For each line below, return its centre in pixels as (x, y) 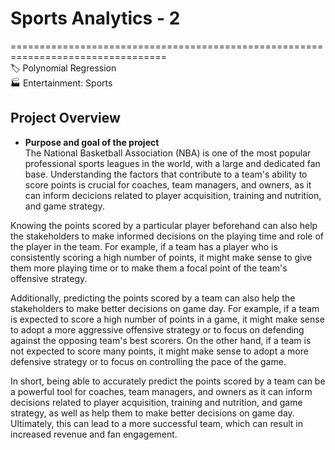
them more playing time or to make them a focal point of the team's (149, 268)
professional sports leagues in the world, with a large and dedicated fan (172, 163)
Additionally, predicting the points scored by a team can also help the (153, 298)
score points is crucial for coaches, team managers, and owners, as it (168, 184)
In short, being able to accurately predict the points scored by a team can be (168, 381)
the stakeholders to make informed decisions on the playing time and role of (167, 236)
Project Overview (65, 118)
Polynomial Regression (69, 68)
